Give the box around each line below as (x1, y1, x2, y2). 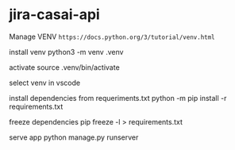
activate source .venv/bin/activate (9, 62, 120, 72)
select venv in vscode (9, 78, 81, 87)
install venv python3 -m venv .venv (9, 47, 124, 56)
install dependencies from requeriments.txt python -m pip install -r (9, 93, 227, 102)
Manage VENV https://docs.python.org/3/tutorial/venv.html (9, 32, 215, 41)
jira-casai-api (9, 6, 100, 24)
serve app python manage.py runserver (9, 133, 139, 142)
